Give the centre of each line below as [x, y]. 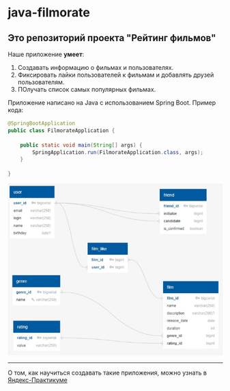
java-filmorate [49, 13]
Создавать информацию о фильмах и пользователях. [96, 67]
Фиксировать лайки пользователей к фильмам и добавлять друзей [116, 75]
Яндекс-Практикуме [38, 380]
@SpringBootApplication [42, 123]
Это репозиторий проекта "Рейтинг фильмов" [112, 38]
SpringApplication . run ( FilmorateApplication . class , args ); [118, 152]
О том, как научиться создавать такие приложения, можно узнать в [107, 373]
